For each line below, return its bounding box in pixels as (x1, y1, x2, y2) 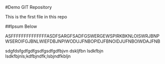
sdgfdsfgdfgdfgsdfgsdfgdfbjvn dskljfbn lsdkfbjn (5, 48, 103, 54)
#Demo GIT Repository (5, 4, 52, 10)
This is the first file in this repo (5, 14, 67, 19)
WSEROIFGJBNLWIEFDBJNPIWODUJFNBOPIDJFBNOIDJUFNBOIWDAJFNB (5, 38, 161, 44)
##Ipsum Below (5, 23, 37, 29)
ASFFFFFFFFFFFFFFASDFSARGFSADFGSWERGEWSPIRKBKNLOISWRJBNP (5, 33, 160, 39)
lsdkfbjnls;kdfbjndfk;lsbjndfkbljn (5, 53, 71, 59)
